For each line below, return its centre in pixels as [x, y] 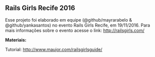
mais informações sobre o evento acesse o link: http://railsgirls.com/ [75, 30]
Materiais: [16, 40]
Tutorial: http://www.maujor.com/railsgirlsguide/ [54, 49]
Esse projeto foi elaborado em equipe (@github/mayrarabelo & [69, 20]
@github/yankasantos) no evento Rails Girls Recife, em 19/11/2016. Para [78, 25]
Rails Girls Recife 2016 [40, 8]
